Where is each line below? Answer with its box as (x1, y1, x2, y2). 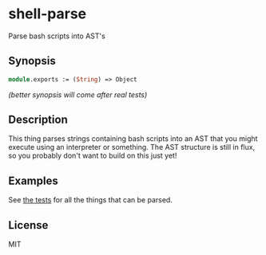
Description (8, 113, 68, 127)
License (8, 218, 49, 232)
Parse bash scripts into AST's (8, 31, 105, 41)
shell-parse (8, 5, 87, 23)
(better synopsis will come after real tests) (8, 89, 148, 100)
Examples (8, 174, 58, 187)
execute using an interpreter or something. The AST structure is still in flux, (8, 143, 256, 152)
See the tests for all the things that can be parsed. (8, 195, 173, 205)
